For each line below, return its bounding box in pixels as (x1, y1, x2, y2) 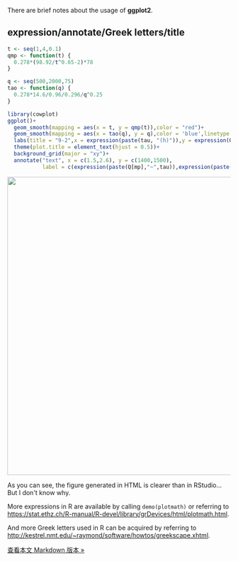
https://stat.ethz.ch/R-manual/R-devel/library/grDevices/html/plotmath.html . (7, 509, 229, 518)
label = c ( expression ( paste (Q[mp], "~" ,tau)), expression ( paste (42, 163, 230, 170)
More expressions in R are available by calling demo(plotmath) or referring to (7, 502, 229, 511)
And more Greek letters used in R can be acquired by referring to (7, 523, 197, 532)
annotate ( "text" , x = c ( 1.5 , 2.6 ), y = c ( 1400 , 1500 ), (13, 156, 173, 164)
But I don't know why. (7, 488, 71, 496)
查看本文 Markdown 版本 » (7, 545, 85, 554)
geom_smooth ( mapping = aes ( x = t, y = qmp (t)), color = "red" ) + (13, 124, 205, 131)
